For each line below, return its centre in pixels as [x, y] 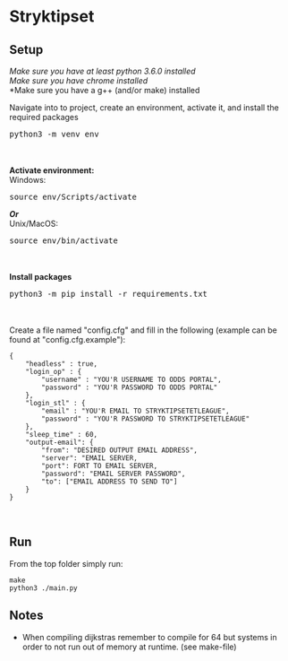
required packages [44, 117]
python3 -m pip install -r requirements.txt [109, 294]
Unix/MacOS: [34, 223]
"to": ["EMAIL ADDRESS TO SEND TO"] [110, 482]
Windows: [28, 180]
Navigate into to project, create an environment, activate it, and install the [144, 108]
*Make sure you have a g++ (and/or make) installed [105, 90]
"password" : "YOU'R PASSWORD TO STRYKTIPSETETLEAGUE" [146, 419]
